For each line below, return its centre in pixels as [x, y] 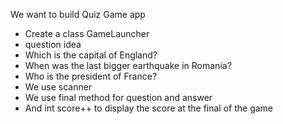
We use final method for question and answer [118, 97]
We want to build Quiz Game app [78, 14]
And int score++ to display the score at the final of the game [149, 108]
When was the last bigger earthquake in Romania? [128, 65]
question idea [53, 44]
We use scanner [58, 87]
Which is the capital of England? [91, 55]
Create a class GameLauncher [87, 33]
